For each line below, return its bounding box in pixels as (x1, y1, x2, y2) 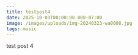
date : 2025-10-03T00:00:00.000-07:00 (6, 15, 103, 21)
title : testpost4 (6, 8, 51, 15)
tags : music (6, 25, 37, 32)
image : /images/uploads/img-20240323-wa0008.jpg (6, 20, 133, 26)
